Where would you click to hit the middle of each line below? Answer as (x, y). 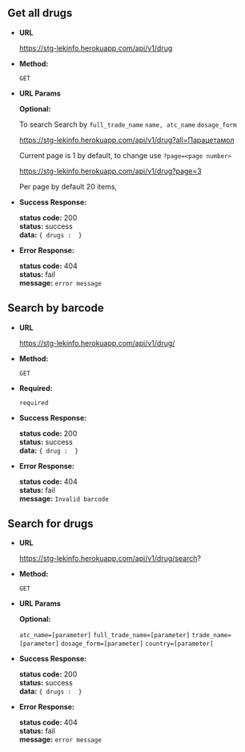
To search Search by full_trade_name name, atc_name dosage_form (128, 124)
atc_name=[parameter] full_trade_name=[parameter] (104, 636)
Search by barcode (56, 308)
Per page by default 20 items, (68, 186)
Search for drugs (50, 524)
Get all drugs (40, 13)
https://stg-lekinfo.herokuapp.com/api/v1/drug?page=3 (110, 171)
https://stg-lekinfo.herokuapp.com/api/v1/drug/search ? (110, 559)
